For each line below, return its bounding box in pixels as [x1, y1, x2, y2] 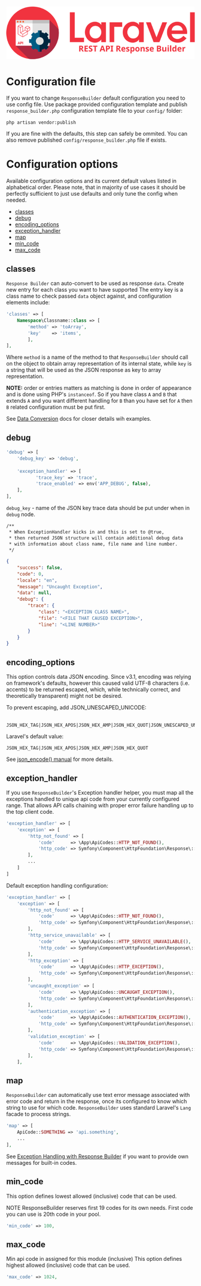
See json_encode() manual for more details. [6, 756, 114, 763]
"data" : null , [17, 590, 52, 596]
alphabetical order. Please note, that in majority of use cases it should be [6, 184, 185, 191]
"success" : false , [17, 565, 63, 571]
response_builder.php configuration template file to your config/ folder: [6, 107, 183, 115]
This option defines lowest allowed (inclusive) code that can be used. [6, 1192, 177, 1200]
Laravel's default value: [6, 733, 64, 740]
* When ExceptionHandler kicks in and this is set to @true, [8, 529, 165, 535]
